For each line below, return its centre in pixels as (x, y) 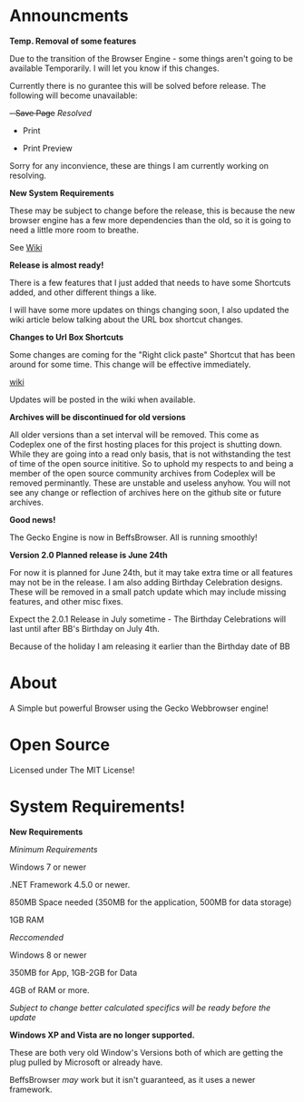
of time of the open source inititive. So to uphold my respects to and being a (152, 463)
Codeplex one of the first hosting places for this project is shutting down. (146, 444)
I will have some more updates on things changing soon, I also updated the (149, 310)
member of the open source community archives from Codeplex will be (142, 473)
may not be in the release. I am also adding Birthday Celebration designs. (146, 582)
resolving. (28, 175)
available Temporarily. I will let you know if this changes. (114, 68)
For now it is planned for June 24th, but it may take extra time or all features (151, 572)
